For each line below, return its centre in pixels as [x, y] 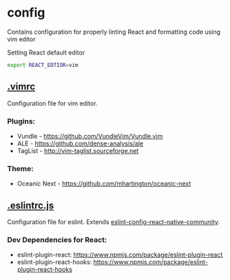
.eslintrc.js [31, 205]
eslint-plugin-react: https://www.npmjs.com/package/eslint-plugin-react [120, 255]
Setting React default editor [46, 52]
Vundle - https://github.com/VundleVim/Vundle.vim [90, 136]
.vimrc [21, 87]
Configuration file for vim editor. [52, 103]
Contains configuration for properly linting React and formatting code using [114, 32]
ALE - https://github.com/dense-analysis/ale [80, 143]
